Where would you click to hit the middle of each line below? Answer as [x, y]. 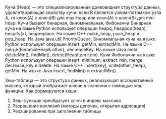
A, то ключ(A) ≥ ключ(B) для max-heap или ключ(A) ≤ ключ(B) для [75, 18]
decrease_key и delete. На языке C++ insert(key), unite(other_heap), [76, 65]
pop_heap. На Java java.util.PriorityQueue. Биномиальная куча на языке [80, 39]
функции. [15, 91]
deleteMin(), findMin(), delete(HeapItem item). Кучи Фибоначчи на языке [81, 55]
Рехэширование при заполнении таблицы [56, 111]
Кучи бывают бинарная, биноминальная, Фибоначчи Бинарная [84, 23]
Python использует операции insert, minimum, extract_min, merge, [74, 60]
